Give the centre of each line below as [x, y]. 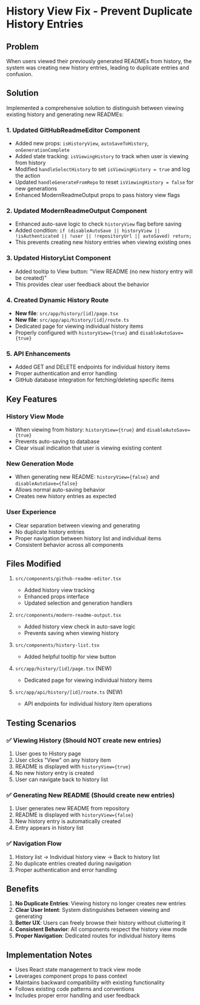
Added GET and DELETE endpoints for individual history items [92, 367]
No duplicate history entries [50, 532]
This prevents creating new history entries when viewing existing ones [103, 242]
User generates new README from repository [72, 809]
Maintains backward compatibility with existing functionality [90, 982]
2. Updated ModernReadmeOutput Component [77, 211]
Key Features [32, 399]
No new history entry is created [54, 773]
